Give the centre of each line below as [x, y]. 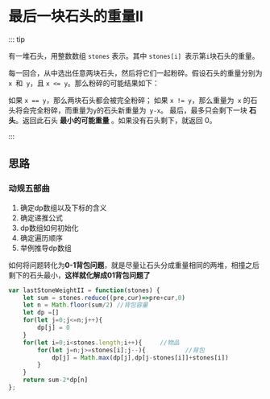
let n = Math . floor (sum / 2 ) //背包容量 [85, 305]
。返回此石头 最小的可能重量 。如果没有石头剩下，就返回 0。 [116, 120]
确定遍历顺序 [41, 237]
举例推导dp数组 [46, 248]
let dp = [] [41, 313]
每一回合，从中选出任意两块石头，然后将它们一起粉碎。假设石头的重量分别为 [135, 72]
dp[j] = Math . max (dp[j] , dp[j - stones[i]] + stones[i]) [140, 358]
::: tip [17, 39]
